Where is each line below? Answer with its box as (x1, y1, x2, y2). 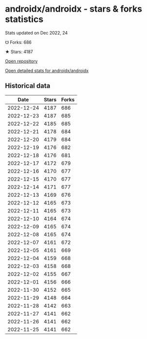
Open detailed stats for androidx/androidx (5, 67, 89, 74)
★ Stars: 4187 (5, 49, 33, 55)
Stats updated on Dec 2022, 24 (5, 30, 68, 36)
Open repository (5, 58, 38, 64)
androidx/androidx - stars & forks (5, 3, 142, 15)
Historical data (5, 82, 50, 90)
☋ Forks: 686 (5, 39, 32, 45)
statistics (5, 14, 44, 25)
